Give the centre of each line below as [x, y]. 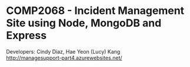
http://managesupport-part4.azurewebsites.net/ [64, 58]
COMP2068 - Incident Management [95, 11]
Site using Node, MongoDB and [84, 23]
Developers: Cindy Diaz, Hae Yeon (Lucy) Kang [63, 51]
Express [26, 36]
